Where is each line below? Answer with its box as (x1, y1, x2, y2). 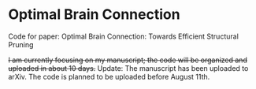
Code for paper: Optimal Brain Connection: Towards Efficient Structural (8, 32, 239, 41)
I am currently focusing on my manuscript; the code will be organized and (8, 55, 248, 65)
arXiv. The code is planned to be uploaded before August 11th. (8, 72, 210, 81)
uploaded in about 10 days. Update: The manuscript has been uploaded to (8, 63, 249, 72)
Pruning (8, 39, 34, 49)
